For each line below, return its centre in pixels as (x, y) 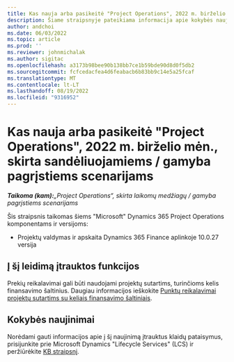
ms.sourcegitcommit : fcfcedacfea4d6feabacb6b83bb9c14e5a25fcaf (101, 72)
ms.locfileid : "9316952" (43, 98)
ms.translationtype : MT (42, 78)
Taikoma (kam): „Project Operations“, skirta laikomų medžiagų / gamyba (112, 195)
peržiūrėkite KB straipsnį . (43, 351)
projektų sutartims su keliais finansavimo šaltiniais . (80, 298)
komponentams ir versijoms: (48, 224)
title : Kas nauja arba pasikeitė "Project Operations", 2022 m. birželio (117, 14)
